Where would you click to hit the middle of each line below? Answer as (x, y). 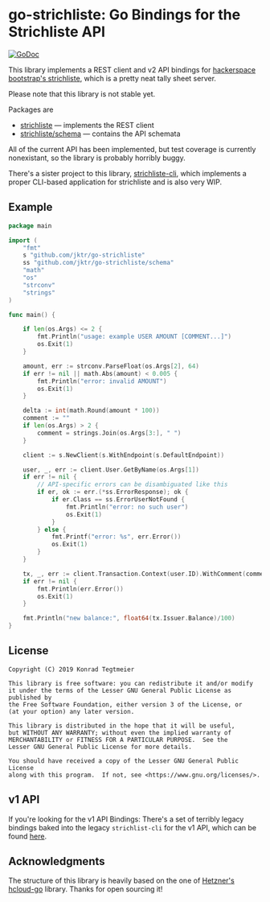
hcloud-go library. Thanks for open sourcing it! (86, 889)
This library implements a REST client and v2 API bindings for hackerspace (132, 69)
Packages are (31, 109)
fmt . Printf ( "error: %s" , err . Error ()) (116, 537)
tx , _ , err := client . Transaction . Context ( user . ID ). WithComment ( (135, 574)
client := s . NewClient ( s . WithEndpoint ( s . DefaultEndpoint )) (124, 455)
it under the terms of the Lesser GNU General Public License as (120, 690)
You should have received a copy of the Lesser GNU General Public (124, 761)
